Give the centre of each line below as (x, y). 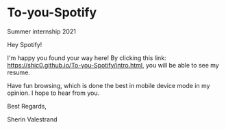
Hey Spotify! (25, 44)
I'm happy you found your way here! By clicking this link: (87, 58)
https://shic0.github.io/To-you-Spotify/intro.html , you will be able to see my (113, 65)
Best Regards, (27, 106)
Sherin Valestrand (32, 119)
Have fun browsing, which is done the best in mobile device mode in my (109, 85)
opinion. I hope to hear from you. (53, 93)
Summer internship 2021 (42, 31)
